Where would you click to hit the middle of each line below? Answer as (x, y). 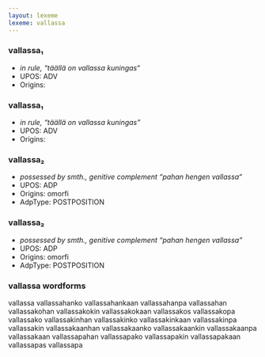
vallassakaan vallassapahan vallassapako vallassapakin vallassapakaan (125, 336)
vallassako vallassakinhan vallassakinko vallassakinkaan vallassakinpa (123, 319)
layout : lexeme (33, 15)
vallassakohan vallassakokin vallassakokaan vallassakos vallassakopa (122, 311)
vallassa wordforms (47, 286)
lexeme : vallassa (37, 23)
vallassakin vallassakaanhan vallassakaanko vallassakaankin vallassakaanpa (132, 328)
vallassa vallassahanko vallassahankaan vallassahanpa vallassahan (118, 302)
